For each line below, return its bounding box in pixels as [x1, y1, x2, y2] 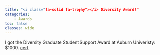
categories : [5, 12, 30, 17]
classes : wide [5, 26, 35, 31]
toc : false [5, 21, 28, 26]
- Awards [14, 16, 32, 21]
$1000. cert [5, 45, 29, 51]
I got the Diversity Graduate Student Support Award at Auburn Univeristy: [5, 39, 156, 45]
